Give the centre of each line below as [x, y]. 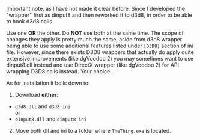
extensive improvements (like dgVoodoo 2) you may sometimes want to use [100, 59]
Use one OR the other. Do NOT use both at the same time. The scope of [95, 33]
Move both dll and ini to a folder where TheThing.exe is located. [93, 131]
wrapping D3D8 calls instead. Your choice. [59, 71]
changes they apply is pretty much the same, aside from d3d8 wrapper [94, 39]
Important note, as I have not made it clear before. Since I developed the [95, 9]
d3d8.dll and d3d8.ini [43, 106]
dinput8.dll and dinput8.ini [51, 119]
